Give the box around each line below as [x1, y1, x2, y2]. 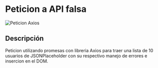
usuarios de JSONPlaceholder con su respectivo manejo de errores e [5, 53, 148, 59]
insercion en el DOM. [5, 58, 48, 64]
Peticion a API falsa [5, 3, 87, 15]
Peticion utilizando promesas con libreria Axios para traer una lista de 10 [5, 47, 154, 53]
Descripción [5, 34, 44, 43]
